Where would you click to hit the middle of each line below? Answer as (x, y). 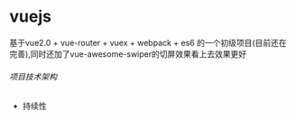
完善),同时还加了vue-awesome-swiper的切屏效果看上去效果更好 (128, 54)
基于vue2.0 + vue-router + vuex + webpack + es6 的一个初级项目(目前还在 (148, 42)
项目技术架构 (33, 76)
